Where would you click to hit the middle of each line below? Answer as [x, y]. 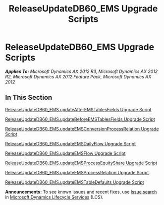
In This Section [29, 98]
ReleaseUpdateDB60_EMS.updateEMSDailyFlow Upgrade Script [71, 143]
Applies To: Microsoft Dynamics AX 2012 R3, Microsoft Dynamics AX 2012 [82, 71]
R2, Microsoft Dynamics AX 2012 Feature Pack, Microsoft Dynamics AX [78, 76]
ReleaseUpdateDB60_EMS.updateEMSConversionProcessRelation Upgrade [82, 129]
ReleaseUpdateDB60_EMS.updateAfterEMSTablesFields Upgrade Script [78, 109]
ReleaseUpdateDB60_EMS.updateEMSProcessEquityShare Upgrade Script [81, 163]
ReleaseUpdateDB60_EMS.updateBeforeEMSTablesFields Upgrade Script [80, 119]
